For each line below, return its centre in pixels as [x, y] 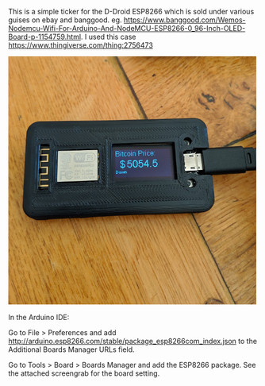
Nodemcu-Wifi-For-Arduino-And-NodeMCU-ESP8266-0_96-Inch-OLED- [127, 28]
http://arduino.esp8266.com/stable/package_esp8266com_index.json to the [133, 341]
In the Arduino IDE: [39, 317]
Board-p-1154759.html [45, 37]
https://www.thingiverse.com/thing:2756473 [81, 45]
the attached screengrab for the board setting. [84, 373]
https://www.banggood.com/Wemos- [184, 20]
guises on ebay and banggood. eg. [65, 20]
